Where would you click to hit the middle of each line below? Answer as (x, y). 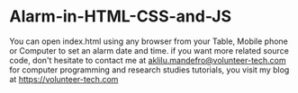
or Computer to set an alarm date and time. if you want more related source (149, 50)
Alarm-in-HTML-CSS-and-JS (121, 17)
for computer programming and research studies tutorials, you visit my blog (149, 70)
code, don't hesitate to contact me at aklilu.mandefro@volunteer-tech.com (148, 60)
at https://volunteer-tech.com (64, 79)
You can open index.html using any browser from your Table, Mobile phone (149, 41)
